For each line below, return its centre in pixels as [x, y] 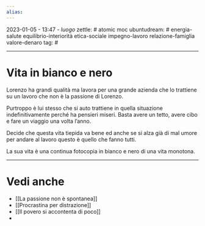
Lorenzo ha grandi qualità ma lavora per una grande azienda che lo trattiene [102, 90]
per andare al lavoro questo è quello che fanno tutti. [71, 139]
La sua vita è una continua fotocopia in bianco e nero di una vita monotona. [101, 151]
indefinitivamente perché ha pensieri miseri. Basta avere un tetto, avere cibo [102, 114]
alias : [15, 12]
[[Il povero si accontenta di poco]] [58, 211]
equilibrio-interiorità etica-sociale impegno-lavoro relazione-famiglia [109, 36]
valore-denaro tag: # [32, 42]
